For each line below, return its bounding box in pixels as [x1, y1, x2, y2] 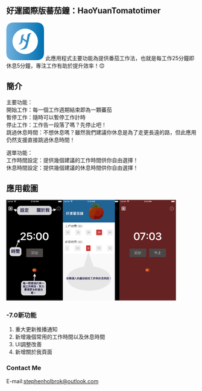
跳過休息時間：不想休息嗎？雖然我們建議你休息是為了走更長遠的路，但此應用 [6, 128, 197, 136]
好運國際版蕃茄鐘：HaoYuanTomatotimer [6, 5, 161, 16]
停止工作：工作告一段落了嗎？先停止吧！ [6, 121, 107, 128]
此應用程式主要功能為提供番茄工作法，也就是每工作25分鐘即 [45, 54, 195, 61]
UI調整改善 [14, 341, 42, 348]
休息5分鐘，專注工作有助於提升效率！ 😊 [6, 62, 105, 69]
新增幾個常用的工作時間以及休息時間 [14, 333, 106, 340]
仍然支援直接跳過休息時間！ [6, 136, 75, 143]
